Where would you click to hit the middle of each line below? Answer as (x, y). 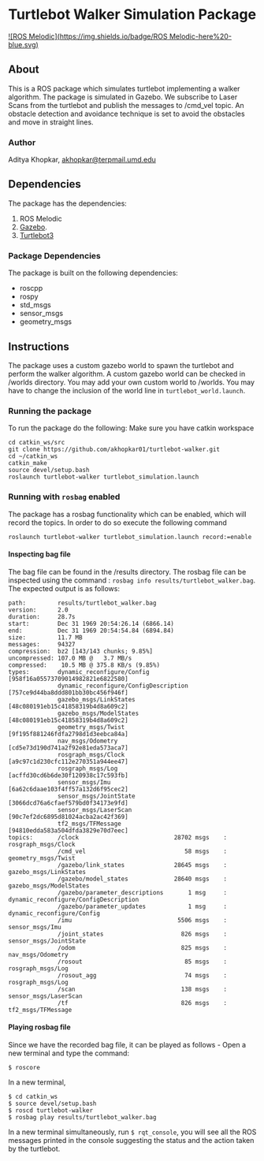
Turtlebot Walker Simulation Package (132, 15)
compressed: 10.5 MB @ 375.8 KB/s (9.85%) (84, 665)
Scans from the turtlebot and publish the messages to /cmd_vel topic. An (126, 105)
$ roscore (24, 1067)
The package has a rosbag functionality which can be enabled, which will (127, 514)
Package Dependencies (54, 255)
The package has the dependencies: (68, 203)
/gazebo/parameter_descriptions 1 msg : (142, 892)
